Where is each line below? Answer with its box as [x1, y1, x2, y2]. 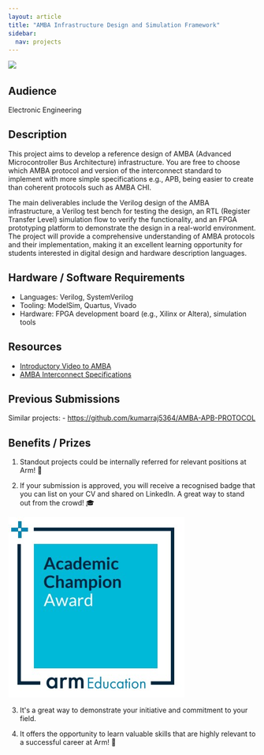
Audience [8, 84, 58, 98]
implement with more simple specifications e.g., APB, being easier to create [8, 174, 254, 183]
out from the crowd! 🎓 [19, 498, 95, 508]
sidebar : [8, 29, 37, 37]
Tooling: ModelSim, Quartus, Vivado [19, 300, 137, 310]
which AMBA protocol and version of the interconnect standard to [8, 166, 222, 175]
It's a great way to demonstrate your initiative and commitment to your [19, 705, 248, 715]
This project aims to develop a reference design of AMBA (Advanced [8, 148, 232, 158]
